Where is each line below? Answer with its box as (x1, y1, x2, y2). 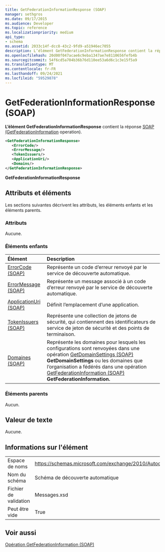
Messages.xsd (34, 492, 69, 498)
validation (7, 497, 30, 504)
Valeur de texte (5, 416, 53, 424)
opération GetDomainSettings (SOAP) (46, 351, 134, 358)
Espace (7, 457, 25, 464)
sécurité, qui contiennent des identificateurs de (46, 319, 156, 325)
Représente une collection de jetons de (46, 313, 137, 320)
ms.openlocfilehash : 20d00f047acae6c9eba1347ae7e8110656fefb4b (5, 53, 137, 58)
